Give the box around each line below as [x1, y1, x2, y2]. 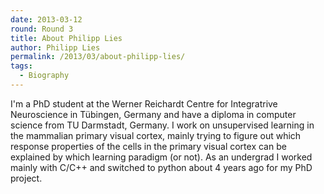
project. [10, 172, 43, 184]
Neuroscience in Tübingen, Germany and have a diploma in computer [10, 108, 297, 120]
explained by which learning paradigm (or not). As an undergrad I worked [10, 151, 313, 163]
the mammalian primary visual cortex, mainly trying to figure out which [10, 129, 302, 141]
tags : [10, 61, 33, 71]
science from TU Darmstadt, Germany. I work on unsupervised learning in [10, 119, 315, 131]
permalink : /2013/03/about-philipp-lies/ [10, 52, 186, 62]
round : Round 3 [10, 24, 74, 34]
